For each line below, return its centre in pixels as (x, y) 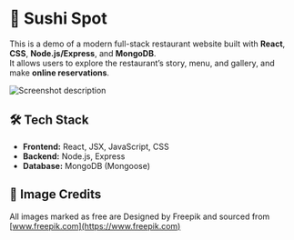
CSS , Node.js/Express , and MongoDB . (83, 53)
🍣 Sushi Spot (58, 19)
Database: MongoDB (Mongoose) (86, 165)
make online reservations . (60, 73)
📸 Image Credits (56, 195)
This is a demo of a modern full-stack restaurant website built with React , (147, 44)
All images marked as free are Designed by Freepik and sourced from (140, 216)
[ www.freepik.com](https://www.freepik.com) (95, 225)
